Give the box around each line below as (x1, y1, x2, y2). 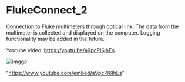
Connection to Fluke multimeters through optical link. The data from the (6, 23, 179, 30)
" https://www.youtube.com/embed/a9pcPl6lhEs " (6, 69, 125, 76)
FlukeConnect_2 (6, 4, 88, 17)
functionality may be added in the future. (6, 35, 105, 42)
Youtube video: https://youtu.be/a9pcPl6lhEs (6, 46, 115, 53)
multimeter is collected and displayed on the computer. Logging (6, 29, 160, 36)
